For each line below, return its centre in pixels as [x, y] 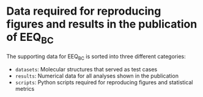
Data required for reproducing [84, 11]
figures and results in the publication [102, 24]
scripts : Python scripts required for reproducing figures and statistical [104, 82]
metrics [25, 89]
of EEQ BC [30, 38]
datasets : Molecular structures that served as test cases [86, 70]
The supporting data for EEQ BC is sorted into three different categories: [96, 57]
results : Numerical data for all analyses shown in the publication [97, 76]
